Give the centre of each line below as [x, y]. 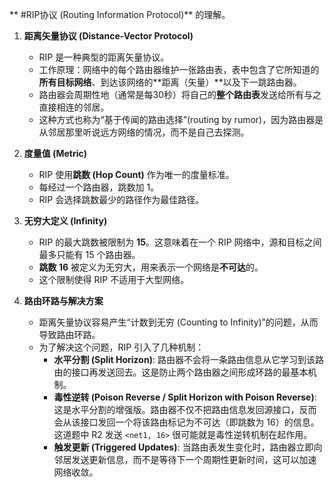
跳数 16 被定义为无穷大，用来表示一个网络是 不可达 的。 [151, 267]
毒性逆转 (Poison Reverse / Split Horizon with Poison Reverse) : [185, 397]
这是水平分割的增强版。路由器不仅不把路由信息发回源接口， [176, 409]
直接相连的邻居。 [74, 107]
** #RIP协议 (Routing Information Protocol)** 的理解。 [120, 14]
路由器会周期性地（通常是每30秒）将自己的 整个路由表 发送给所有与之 [180, 94]
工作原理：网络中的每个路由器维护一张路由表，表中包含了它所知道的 [179, 69]
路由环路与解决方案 [63, 301]
